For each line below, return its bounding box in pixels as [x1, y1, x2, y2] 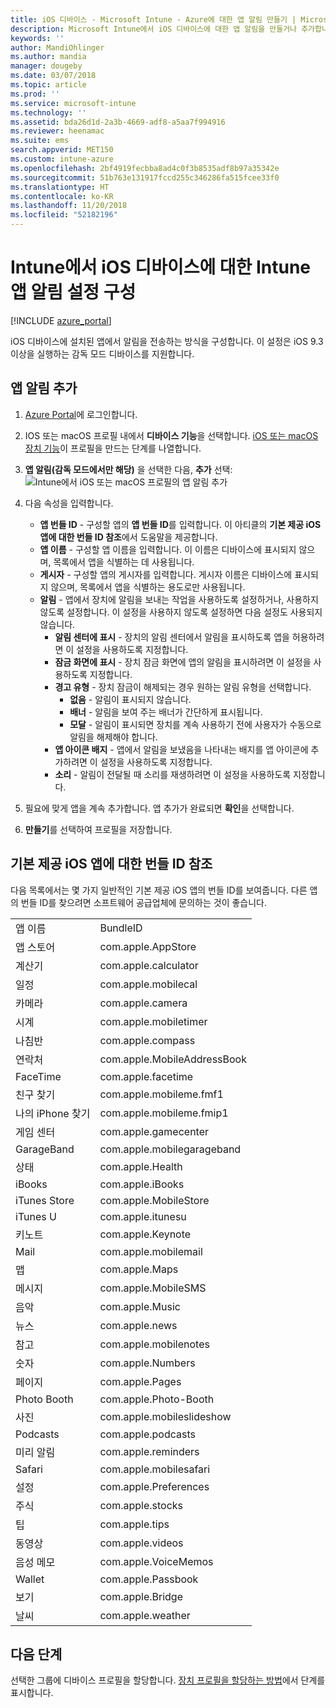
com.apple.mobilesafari [99, 1462, 211, 1476]
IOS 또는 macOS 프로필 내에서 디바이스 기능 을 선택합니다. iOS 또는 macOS [24, 429, 319, 441]
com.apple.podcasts [99, 1427, 196, 1441]
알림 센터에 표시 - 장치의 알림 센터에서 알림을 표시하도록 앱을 [54, 631, 290, 643]
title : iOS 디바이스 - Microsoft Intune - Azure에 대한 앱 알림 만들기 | [10, 14, 297, 25]
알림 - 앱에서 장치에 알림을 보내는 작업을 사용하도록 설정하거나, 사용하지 [39, 593, 319, 605]
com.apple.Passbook [99, 1572, 199, 1586]
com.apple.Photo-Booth [99, 1392, 215, 1406]
